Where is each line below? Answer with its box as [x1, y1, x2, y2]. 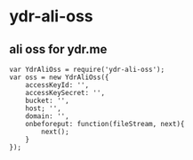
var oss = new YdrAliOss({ [9, 73, 109, 82]
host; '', [25, 104, 62, 113]
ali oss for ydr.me [9, 42, 108, 57]
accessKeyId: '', [25, 81, 90, 90]
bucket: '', [25, 96, 69, 105]
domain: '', [25, 112, 69, 121]
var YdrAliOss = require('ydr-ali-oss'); [9, 65, 165, 74]
